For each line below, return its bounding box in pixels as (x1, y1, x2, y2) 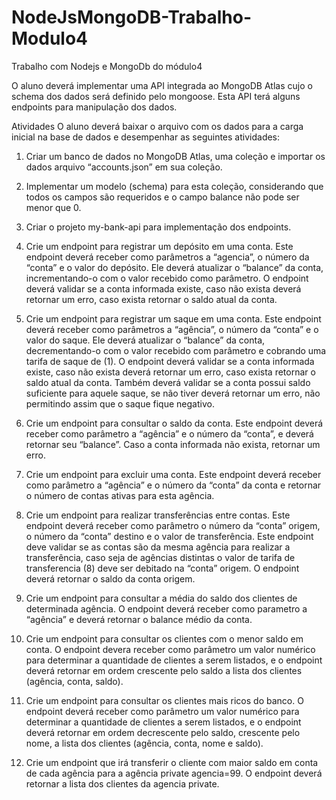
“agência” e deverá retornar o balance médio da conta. (25, 613, 253, 625)
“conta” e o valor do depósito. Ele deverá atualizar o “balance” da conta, (25, 261, 324, 273)
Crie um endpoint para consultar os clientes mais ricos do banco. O (25, 694, 304, 706)
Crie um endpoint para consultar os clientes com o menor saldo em (25, 632, 304, 645)
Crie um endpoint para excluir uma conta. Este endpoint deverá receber (25, 468, 322, 480)
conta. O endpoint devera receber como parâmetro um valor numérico (25, 643, 316, 655)
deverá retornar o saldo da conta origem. (25, 572, 196, 585)
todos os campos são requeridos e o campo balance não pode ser (25, 191, 300, 203)
